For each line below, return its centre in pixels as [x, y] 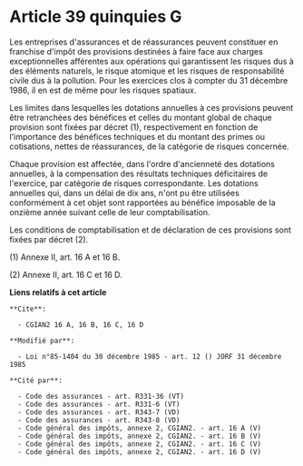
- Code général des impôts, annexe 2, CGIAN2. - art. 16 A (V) [139, 428]
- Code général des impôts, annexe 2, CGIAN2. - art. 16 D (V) [139, 451]
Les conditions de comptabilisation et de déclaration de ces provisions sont [151, 230]
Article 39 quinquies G [96, 17]
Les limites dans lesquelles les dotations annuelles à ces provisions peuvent [151, 107]
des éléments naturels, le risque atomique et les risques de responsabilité [147, 71]
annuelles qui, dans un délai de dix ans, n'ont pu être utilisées [125, 193]
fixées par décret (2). [49, 239]
